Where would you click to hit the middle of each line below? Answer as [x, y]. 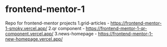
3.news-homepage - [75, 33]
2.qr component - [67, 28]
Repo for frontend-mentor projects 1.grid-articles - [57, 23]
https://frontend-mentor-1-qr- [116, 28]
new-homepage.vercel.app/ [34, 39]
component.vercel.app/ [29, 33]
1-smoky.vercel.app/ [26, 28]
